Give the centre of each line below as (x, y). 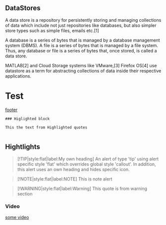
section (25, 194)
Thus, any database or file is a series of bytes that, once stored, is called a (81, 50)
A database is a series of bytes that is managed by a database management (83, 40)
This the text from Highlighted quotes (46, 127)
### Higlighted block (28, 119)
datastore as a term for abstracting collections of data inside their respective (83, 71)
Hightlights (23, 147)
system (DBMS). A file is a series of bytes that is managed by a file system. (82, 45)
